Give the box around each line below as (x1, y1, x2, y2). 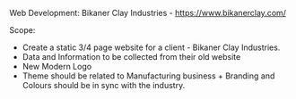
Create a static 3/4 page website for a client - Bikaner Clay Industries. (22, 42, 281, 53)
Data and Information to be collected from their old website (22, 52, 241, 62)
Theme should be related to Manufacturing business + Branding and (22, 70, 275, 81)
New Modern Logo (22, 62, 92, 71)
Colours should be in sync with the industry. (22, 80, 186, 90)
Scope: (9, 25, 36, 35)
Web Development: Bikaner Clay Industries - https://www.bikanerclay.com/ (9, 8, 287, 18)
